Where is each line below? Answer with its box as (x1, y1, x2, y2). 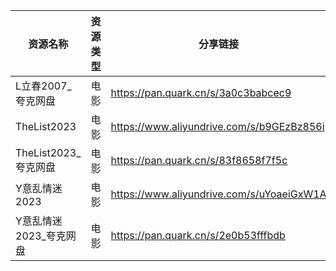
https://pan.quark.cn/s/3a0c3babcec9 (110, 86, 292, 99)
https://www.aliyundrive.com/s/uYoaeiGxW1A (110, 187, 327, 201)
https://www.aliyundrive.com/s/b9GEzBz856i (110, 120, 325, 133)
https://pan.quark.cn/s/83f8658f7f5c (110, 154, 288, 167)
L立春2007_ (15, 79, 72, 93)
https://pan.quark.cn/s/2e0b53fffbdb (110, 229, 286, 242)
